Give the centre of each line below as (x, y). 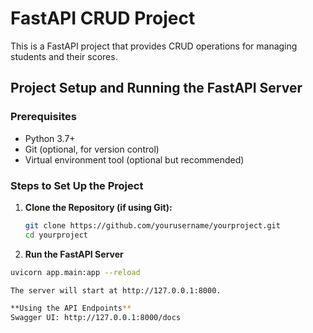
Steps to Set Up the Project (77, 185)
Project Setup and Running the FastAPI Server (156, 88)
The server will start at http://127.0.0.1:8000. (116, 290)
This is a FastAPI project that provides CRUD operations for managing (154, 46)
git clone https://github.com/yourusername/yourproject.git (152, 225)
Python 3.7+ (50, 138)
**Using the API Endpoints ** (71, 308)
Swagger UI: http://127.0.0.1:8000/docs (96, 318)
